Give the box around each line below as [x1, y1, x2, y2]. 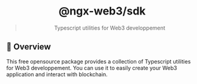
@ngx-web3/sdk [58, 4, 146, 18]
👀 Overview [6, 42, 51, 52]
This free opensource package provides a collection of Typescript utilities [6, 57, 191, 65]
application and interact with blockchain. [6, 71, 108, 78]
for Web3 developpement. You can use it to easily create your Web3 [6, 64, 178, 71]
